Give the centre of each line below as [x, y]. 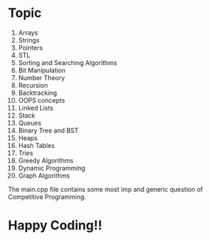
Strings [29, 40]
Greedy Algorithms [46, 160]
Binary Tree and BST [48, 130]
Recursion [33, 85]
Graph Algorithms [44, 176]
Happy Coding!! [55, 225]
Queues [30, 122]
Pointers [30, 47]
